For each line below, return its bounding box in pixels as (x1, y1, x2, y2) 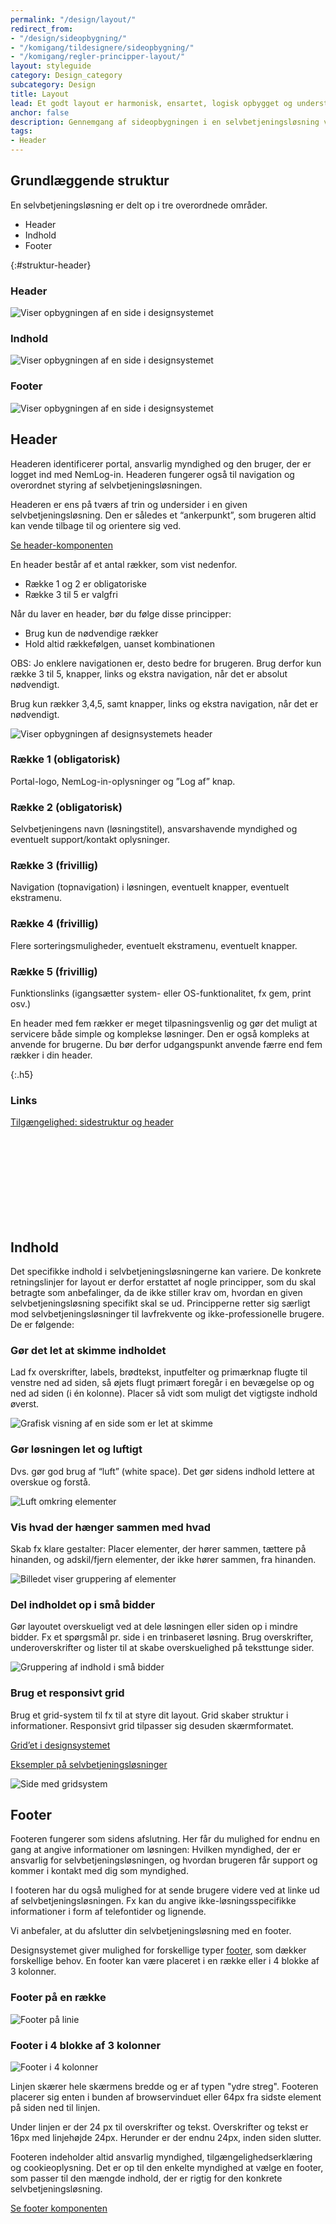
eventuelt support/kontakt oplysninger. (10, 834, 170, 846)
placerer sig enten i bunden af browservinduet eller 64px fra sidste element (10, 2091, 322, 2103)
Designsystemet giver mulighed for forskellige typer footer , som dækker (10, 1944, 307, 1956)
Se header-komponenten (10, 539, 113, 551)
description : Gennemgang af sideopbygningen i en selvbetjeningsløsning (10, 117, 320, 127)
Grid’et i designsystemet (10, 1739, 111, 1751)
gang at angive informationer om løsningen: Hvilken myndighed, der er (10, 1844, 302, 1856)
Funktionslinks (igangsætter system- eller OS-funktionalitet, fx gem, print (10, 987, 312, 999)
